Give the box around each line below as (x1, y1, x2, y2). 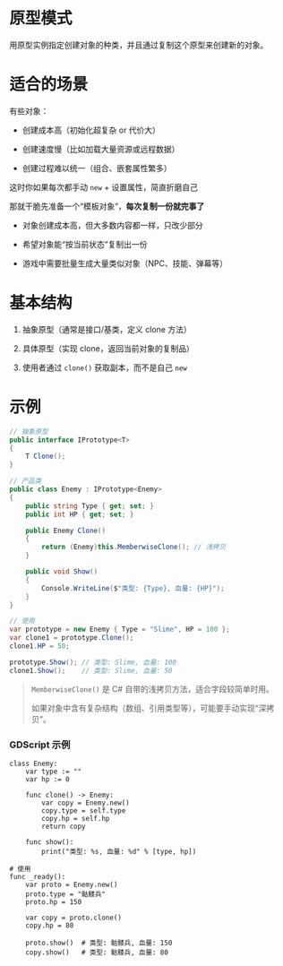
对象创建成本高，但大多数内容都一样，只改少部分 (21, 220, 203, 230)
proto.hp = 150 (25, 897, 82, 906)
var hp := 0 (25, 774, 70, 784)
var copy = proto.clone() (25, 913, 123, 922)
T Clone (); (25, 452, 66, 461)
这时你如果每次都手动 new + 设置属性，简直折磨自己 (9, 181, 199, 193)
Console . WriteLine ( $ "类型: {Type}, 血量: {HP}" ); (41, 583, 226, 592)
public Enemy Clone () (25, 526, 106, 535)
